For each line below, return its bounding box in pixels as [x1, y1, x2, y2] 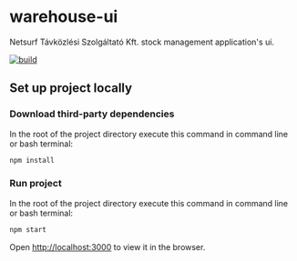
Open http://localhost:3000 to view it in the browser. [9, 241, 206, 252]
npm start [9, 225, 47, 234]
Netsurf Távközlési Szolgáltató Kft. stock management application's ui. [9, 36, 275, 47]
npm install [9, 156, 55, 165]
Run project [9, 177, 62, 190]
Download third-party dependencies [9, 107, 175, 120]
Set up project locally [9, 80, 133, 96]
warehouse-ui [9, 6, 118, 27]
